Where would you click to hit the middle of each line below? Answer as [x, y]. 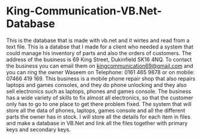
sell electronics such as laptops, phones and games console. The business [99, 91]
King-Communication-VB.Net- [84, 11]
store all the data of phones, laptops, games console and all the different [96, 110]
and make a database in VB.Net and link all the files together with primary [97, 123]
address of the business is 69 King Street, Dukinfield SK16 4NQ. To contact [99, 59]
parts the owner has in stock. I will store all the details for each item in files [98, 117]
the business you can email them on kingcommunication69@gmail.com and [100, 66]
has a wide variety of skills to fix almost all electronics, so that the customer [100, 98]
